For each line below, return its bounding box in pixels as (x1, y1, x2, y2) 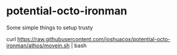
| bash (71, 42, 87, 49)
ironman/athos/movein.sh (6, 42, 70, 49)
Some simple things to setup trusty (6, 24, 94, 31)
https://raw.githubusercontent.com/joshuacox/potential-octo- (17, 35, 171, 42)
